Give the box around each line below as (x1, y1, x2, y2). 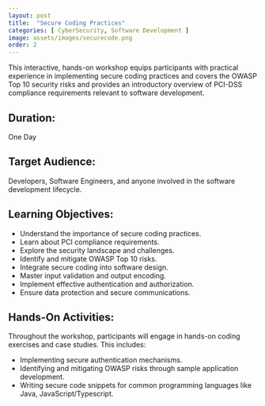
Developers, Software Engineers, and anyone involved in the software (8, 176, 236, 186)
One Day (8, 132, 37, 141)
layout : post (8, 11, 51, 20)
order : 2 (8, 41, 37, 49)
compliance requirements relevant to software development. (8, 88, 205, 98)
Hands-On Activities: (8, 310, 115, 324)
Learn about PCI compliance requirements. (19, 237, 160, 247)
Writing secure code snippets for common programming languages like (19, 381, 252, 390)
